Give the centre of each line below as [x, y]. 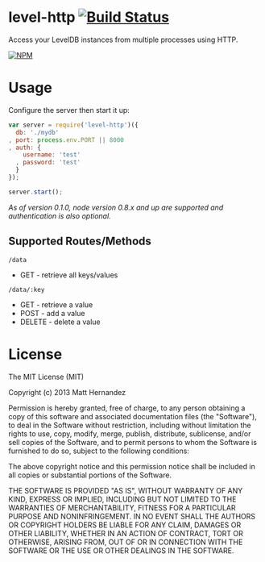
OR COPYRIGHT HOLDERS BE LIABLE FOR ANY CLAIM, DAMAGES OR [125, 525]
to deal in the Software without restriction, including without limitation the [130, 425]
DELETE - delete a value [60, 322]
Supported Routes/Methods [80, 241]
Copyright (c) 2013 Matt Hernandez [67, 392]
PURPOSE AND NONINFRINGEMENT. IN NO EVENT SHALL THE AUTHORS [132, 516]
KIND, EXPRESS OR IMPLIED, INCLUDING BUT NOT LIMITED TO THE [122, 499]
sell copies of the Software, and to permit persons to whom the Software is [133, 442]
